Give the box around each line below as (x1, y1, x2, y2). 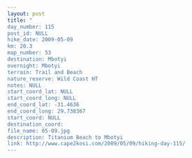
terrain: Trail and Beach (7, 69, 82, 76)
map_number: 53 (7, 50, 52, 57)
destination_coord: (7, 120, 64, 128)
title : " (7, 17, 33, 24)
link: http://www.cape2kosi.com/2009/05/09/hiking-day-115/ (7, 141, 186, 148)
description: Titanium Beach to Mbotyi (7, 134, 124, 141)
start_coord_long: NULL (7, 95, 77, 102)
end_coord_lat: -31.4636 (7, 101, 80, 108)
